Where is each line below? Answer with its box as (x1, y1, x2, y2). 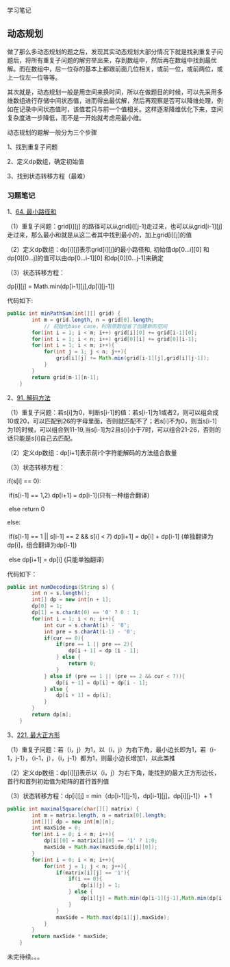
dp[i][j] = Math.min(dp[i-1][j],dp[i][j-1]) (7, 282, 115, 290)
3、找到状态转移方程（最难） (7, 172, 89, 180)
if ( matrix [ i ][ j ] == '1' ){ (55, 869, 130, 876)
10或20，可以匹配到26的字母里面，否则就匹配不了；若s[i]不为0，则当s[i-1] (7, 417, 218, 425)
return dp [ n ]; (31, 711, 72, 719)
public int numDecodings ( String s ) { (7, 583, 115, 590)
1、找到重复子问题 (7, 143, 58, 151)
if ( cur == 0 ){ (43, 634, 84, 642)
